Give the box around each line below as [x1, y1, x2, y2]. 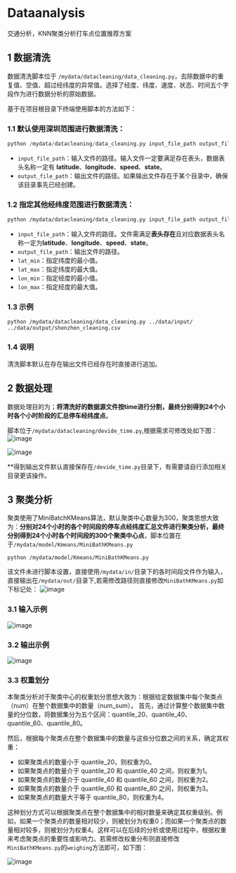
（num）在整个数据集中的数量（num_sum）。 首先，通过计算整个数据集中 [7, 702, 219, 710]
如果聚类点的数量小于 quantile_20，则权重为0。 [17, 758, 156, 767]
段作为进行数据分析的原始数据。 [7, 90, 100, 98]
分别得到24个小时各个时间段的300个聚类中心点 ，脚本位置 [7, 531, 176, 540]
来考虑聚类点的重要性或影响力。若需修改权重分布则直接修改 [7, 834, 180, 843]
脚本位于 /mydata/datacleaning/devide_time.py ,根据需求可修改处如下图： [7, 426, 218, 434]
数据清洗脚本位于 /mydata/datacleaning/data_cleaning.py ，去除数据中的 [7, 72, 218, 80]
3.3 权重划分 [7, 675, 50, 685]
